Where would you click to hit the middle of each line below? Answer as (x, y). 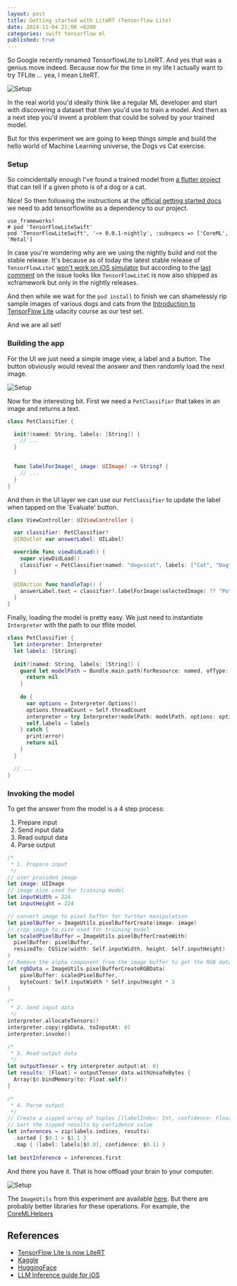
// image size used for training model (66, 890)
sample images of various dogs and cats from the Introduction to (102, 304)
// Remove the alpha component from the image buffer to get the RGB (112, 962)
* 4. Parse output (37, 1105)
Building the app (36, 343)
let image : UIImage (36, 884)
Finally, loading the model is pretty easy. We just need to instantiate (105, 618)
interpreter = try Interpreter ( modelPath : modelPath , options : (121, 716)
